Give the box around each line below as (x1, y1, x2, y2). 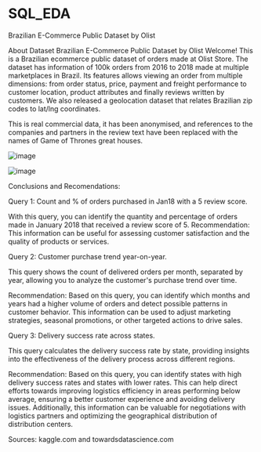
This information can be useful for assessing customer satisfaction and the (8, 228, 250, 237)
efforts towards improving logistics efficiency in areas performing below (8, 385, 241, 396)
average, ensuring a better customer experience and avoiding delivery (8, 394, 235, 403)
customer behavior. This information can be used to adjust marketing (8, 307, 231, 316)
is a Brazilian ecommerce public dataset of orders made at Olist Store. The (8, 54, 248, 63)
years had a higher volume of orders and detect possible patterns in (8, 298, 228, 308)
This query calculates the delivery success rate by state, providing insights (8, 345, 250, 355)
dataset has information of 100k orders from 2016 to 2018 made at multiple (8, 62, 249, 71)
